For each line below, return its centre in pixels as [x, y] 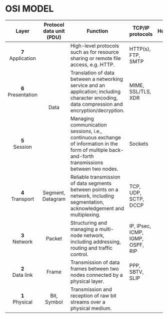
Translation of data [92, 72]
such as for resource [94, 52]
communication [88, 125]
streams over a [88, 302]
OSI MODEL [29, 9]
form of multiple [89, 150]
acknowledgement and [97, 208]
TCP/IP [141, 28]
